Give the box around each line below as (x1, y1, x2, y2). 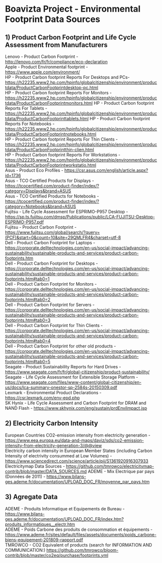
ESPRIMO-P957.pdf (5, 219, 44, 225)
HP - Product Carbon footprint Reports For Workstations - (5, 152, 120, 158)
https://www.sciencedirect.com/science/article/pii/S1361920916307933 (5, 458, 149, 464)
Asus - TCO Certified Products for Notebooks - (5, 193, 99, 199)
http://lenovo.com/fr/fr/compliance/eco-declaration (5, 59, 108, 64)
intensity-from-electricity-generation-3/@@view (5, 442, 102, 448)
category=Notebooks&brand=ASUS (5, 203, 76, 209)
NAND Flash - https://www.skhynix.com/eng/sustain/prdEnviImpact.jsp (5, 405, 147, 411)
